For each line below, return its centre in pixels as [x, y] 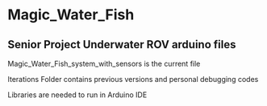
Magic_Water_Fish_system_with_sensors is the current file [104, 63]
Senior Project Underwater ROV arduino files [122, 45]
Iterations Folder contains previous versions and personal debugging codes [133, 79]
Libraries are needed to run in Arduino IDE [77, 95]
